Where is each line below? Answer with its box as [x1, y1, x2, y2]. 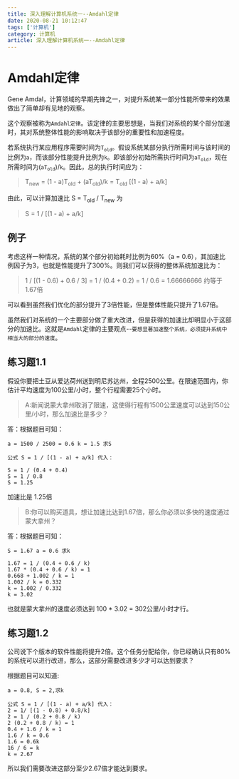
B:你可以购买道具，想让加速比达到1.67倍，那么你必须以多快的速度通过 [24, 507, 230, 516]
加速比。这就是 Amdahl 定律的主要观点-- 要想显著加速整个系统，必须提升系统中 [19, 324, 228, 332]
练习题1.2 [7, 627, 49, 639]
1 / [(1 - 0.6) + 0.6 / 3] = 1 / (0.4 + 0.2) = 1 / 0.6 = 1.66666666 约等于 [24, 276, 223, 285]
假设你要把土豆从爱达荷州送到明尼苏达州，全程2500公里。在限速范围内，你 [7, 376, 229, 385]
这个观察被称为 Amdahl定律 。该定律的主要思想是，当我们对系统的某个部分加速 [7, 119, 230, 128]
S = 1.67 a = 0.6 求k [7, 547, 70, 554]
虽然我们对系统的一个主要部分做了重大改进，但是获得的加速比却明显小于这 [7, 315, 225, 324]
